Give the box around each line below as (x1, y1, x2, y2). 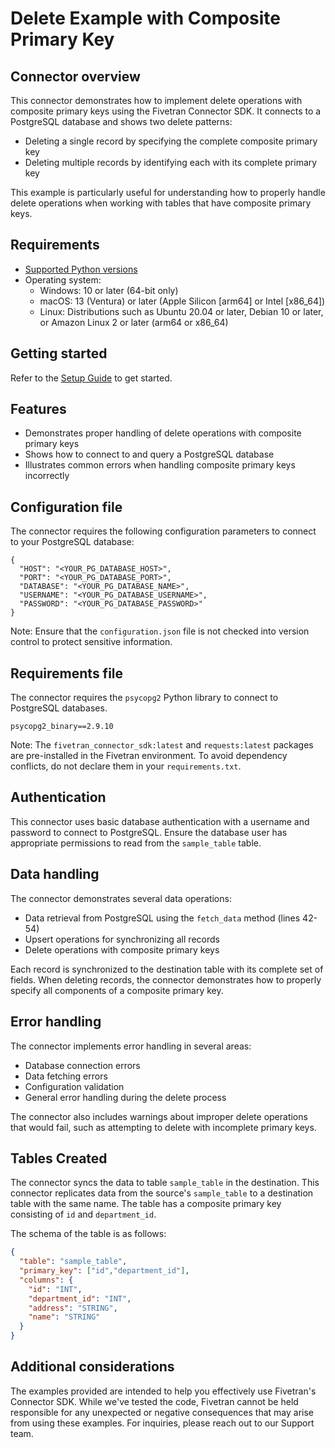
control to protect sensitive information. (10, 636, 173, 648)
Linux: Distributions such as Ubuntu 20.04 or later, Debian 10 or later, (39, 305, 324, 317)
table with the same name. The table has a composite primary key (10, 1198, 282, 1210)
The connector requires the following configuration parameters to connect (10, 525, 317, 537)
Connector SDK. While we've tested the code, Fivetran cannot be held (10, 1395, 299, 1407)
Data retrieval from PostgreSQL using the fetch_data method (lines (24, 912, 301, 924)
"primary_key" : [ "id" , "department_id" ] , (19, 1266, 190, 1276)
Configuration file (10, 498, 123, 516)
